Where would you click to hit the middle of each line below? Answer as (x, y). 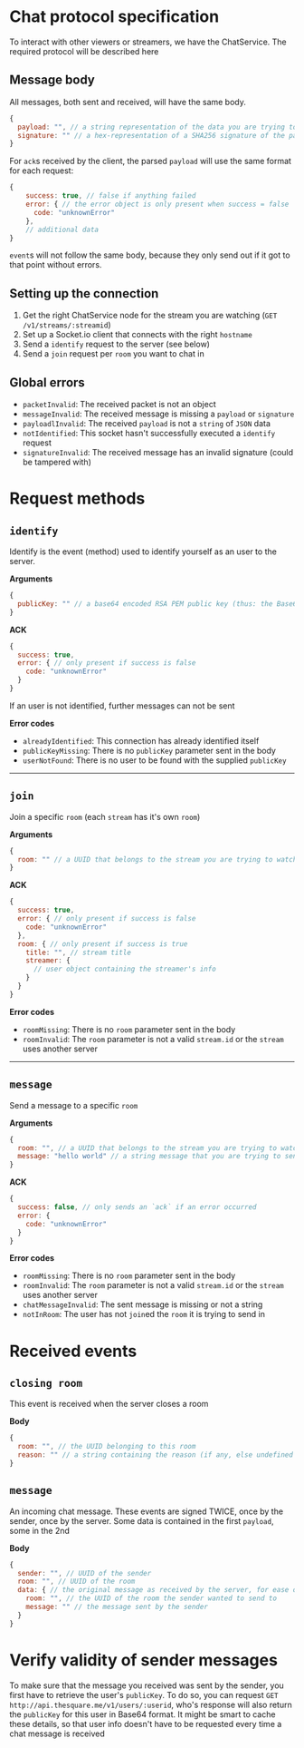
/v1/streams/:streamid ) (66, 325)
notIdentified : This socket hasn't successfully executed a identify (149, 433)
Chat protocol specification (114, 17)
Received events (73, 1351)
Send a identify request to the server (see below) (116, 344)
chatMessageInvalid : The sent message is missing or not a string (142, 1304)
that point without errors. (56, 265)
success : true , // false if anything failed (111, 196)
